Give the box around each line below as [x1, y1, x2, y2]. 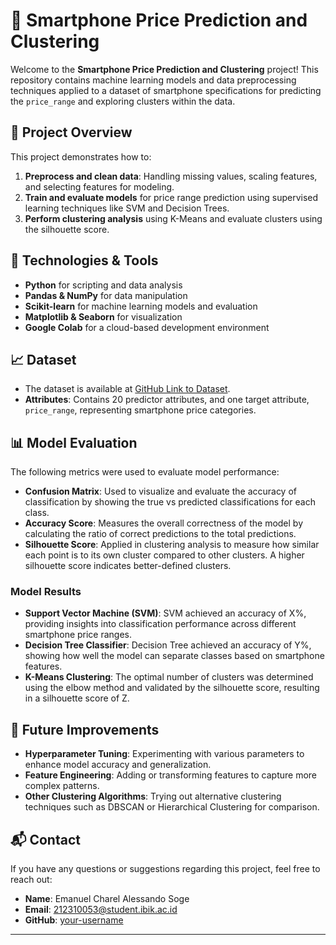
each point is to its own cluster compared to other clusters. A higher [24, 549, 305, 561]
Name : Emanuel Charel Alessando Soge [24, 893, 190, 905]
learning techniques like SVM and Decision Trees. [24, 202, 230, 214]
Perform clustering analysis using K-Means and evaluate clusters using [24, 212, 323, 224]
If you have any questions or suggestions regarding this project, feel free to [10, 863, 321, 875]
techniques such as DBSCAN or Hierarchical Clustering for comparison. [24, 801, 320, 813]
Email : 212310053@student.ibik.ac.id [24, 904, 178, 916]
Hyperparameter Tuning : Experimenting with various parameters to [24, 748, 305, 760]
